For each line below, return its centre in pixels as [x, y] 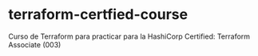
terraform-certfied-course [98, 15]
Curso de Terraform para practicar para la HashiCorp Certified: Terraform [129, 36]
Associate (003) [35, 44]
